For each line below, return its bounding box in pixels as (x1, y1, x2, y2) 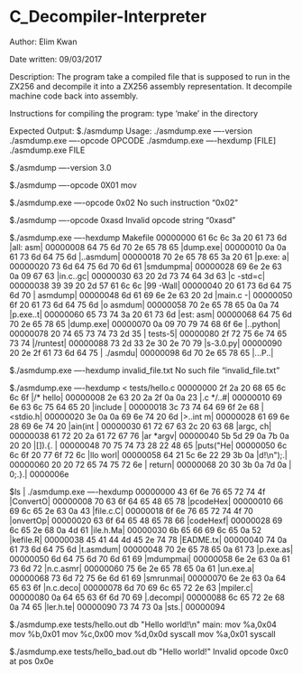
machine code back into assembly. (9, 90, 139, 101)
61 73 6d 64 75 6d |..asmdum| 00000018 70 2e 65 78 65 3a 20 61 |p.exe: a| (9, 251, 290, 262)
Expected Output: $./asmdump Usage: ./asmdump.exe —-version (9, 125, 252, 136)
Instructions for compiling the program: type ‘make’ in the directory (9, 108, 259, 118)
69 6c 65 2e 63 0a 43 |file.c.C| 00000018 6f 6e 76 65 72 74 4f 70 (9, 505, 254, 516)
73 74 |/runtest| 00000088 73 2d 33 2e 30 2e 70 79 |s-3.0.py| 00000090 (9, 337, 282, 349)
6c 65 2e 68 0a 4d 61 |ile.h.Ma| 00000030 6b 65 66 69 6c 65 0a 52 (9, 524, 262, 535)
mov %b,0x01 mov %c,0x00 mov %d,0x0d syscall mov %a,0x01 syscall (9, 628, 277, 639)
